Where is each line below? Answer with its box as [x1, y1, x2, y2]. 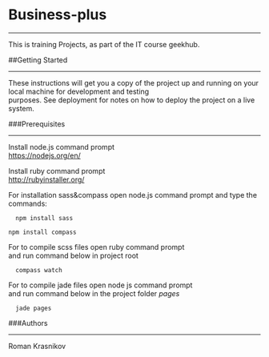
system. [8, 103, 34, 113]
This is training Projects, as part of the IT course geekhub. [8, 39, 200, 49]
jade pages [15, 304, 52, 312]
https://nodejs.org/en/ [8, 150, 82, 160]
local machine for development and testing [8, 86, 150, 96]
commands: [8, 199, 48, 208]
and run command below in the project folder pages [8, 288, 180, 298]
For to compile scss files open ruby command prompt [8, 242, 185, 251]
